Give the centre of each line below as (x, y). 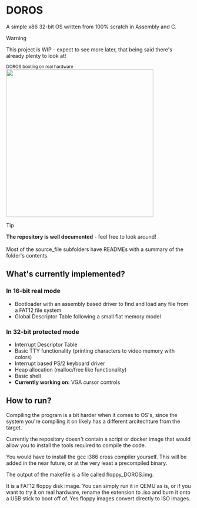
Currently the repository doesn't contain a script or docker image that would (98, 439)
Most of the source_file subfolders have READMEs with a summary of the (95, 249)
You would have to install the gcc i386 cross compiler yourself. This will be (96, 457)
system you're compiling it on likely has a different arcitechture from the (93, 421)
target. (14, 427)
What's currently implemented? (66, 274)
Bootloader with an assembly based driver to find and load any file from (101, 304)
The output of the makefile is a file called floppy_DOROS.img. (80, 474)
